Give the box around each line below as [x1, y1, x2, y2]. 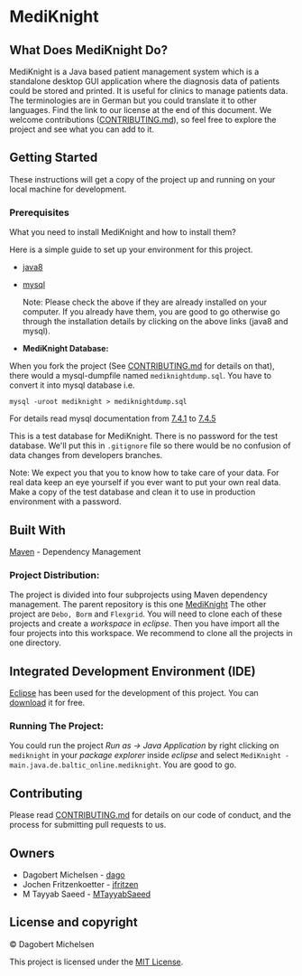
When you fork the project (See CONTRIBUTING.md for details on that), [9, 361, 275, 371]
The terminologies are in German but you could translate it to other [9, 95, 257, 106]
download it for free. [9, 698, 86, 709]
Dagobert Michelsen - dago [22, 869, 125, 880]
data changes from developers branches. [9, 450, 163, 461]
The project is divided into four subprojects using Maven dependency [9, 589, 268, 600]
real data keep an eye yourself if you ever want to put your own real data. [9, 477, 281, 488]
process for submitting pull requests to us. [9, 820, 167, 831]
